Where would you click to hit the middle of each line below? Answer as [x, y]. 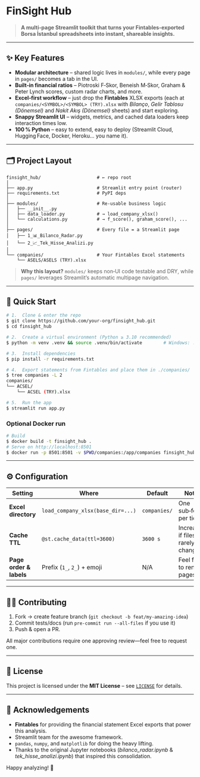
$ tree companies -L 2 [34, 375]
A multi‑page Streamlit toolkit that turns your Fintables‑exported [102, 27]
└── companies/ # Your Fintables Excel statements [96, 255]
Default [157, 494]
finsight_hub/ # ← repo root [69, 177]
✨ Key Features [35, 58]
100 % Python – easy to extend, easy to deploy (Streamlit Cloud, [94, 129]
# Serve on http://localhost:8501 [49, 447]
